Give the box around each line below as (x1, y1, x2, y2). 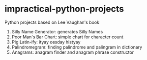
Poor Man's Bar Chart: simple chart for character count (11, 34, 123, 40)
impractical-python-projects (4, 3, 124, 15)
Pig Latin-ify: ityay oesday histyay (11, 39, 81, 45)
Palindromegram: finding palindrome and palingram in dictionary (11, 44, 143, 50)
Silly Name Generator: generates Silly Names (11, 29, 103, 34)
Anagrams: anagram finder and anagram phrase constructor (11, 49, 134, 55)
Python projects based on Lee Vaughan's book (4, 19, 99, 25)
